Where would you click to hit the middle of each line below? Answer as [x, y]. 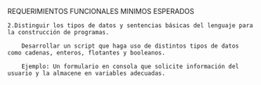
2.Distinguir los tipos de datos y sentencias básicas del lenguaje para [130, 26]
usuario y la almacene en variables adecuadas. [87, 73]
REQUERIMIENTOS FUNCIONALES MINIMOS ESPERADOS [101, 11]
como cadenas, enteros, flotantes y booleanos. [87, 53]
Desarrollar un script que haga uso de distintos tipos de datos [130, 46]
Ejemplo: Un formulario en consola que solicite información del [130, 66]
